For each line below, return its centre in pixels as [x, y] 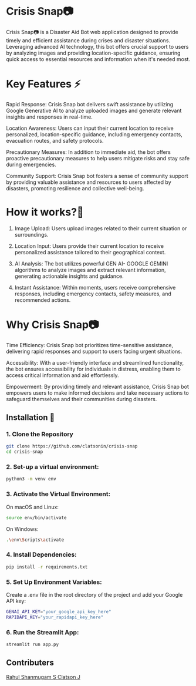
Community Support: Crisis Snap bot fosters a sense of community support [97, 176]
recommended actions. [43, 300]
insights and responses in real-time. [49, 117]
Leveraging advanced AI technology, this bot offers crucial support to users [97, 46]
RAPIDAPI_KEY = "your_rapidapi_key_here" [55, 617]
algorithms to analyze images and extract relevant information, [90, 270]
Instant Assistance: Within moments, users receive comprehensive [95, 287]
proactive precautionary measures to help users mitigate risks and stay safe [98, 158]
